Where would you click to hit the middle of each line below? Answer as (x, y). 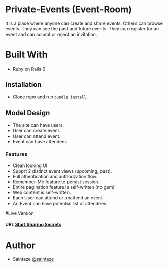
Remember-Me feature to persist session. (56, 182)
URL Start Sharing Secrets (33, 225)
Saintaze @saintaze (33, 259)
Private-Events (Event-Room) (69, 9)
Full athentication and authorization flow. (55, 176)
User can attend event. (37, 136)
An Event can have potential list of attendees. (60, 203)
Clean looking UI (30, 165)
